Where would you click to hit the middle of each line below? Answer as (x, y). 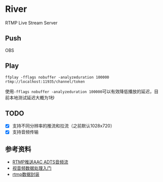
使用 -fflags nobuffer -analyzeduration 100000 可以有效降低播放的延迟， (80, 91)
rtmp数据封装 (26, 175)
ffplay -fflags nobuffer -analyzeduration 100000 (57, 77)
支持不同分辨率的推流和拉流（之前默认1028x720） (63, 126)
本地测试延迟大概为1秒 (32, 97)
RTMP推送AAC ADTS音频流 (40, 162)
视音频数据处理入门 (32, 168)
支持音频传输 (25, 132)
